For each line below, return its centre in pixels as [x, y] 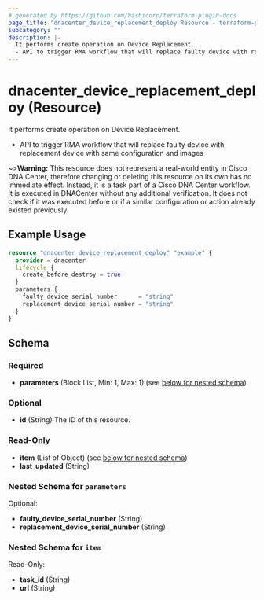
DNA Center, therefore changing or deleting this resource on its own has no [130, 176]
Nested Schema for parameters [68, 486]
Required [26, 365]
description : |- [35, 37]
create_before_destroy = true [72, 275]
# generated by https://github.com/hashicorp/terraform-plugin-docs [123, 15]
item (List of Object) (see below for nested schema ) [103, 458]
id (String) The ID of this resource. [75, 420]
